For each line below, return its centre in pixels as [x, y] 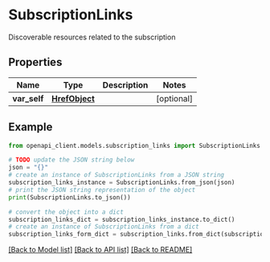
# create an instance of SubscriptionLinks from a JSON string [117, 175]
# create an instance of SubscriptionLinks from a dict [104, 227]
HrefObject [73, 98]
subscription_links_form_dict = [62, 235]
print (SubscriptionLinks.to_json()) [70, 197]
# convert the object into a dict [66, 212]
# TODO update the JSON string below [72, 160]
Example [31, 127]
